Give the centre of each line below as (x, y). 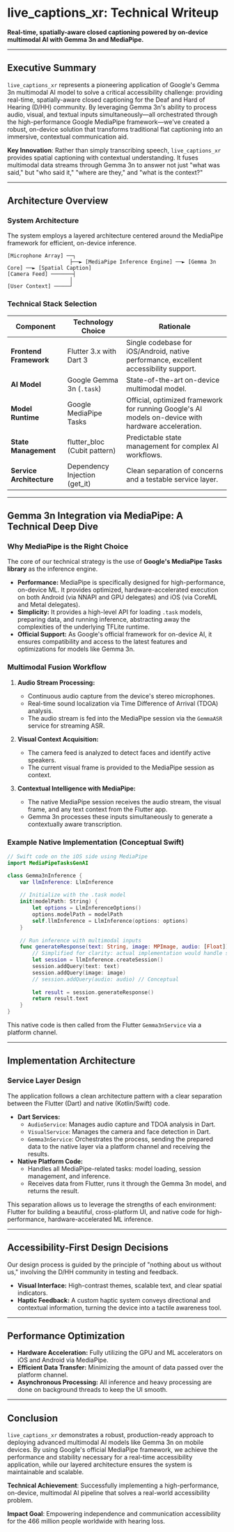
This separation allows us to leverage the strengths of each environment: (112, 1204)
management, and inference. (69, 1176)
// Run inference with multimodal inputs (80, 940)
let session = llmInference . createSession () (98, 960)
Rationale (175, 326)
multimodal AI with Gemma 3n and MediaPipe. (76, 39)
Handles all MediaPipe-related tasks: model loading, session (114, 1168)
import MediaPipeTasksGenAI (48, 863)
